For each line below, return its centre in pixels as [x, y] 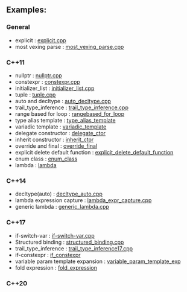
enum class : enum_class [46, 159]
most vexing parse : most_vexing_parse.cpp [69, 46]
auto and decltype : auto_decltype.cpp [63, 101]
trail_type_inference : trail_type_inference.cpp [71, 107]
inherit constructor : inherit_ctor [54, 139]
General [18, 27]
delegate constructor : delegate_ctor [60, 133]
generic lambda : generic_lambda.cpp [62, 207]
